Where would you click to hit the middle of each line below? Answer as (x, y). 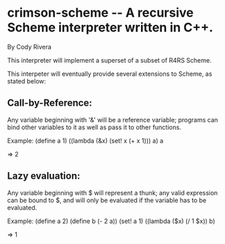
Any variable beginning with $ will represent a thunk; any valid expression (112, 193)
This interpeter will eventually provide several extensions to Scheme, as (110, 74)
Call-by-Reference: (50, 103)
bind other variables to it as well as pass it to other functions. (94, 127)
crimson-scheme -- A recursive (100, 13)
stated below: (27, 81)
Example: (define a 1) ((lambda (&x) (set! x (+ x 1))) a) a (85, 140)
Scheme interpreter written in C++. (110, 27)
